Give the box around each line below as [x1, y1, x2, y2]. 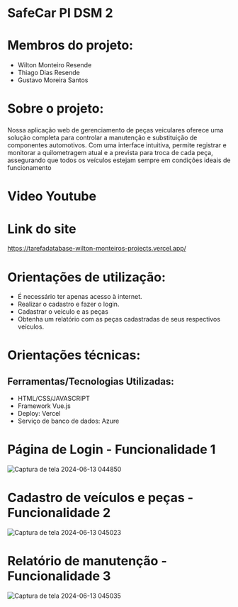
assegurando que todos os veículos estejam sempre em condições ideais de [7, 156, 231, 164]
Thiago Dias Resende [17, 69, 80, 77]
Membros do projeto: [7, 38, 133, 54]
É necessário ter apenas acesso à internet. [17, 293, 143, 301]
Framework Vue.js [17, 402, 71, 410]
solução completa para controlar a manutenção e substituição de [7, 133, 198, 142]
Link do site [7, 221, 76, 237]
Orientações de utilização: [7, 269, 166, 285]
